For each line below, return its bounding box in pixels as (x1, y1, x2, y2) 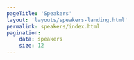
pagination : (6, 29, 41, 37)
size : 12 (19, 42, 44, 49)
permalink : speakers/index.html (6, 23, 100, 30)
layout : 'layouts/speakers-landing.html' (6, 17, 128, 23)
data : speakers (19, 36, 63, 43)
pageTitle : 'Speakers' (6, 10, 72, 17)
